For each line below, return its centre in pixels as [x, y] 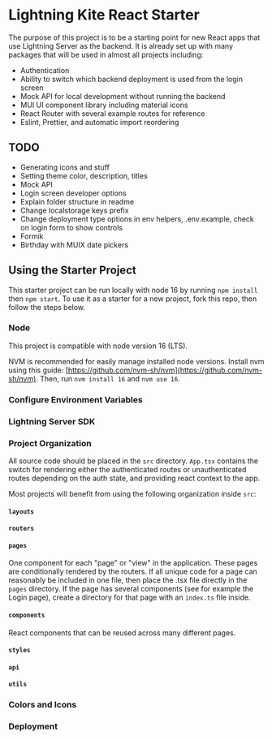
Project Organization [50, 443]
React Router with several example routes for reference [112, 113]
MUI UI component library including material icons [104, 105]
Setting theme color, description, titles [84, 175]
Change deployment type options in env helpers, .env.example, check [137, 219]
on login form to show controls [71, 227]
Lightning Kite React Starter [104, 15]
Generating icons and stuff [65, 167]
